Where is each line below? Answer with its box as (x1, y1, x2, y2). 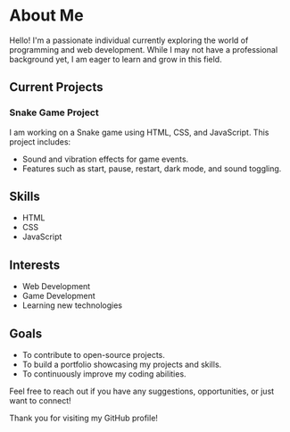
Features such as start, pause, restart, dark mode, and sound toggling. (21, 162, 282, 174)
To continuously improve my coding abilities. (21, 369, 186, 379)
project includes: (9, 136, 71, 147)
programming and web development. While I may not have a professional (9, 44, 278, 54)
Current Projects (9, 79, 104, 95)
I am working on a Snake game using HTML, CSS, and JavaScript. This (9, 127, 269, 137)
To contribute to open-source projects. (21, 350, 165, 361)
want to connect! (9, 395, 71, 406)
